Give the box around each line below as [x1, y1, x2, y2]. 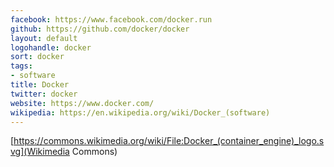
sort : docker [10, 52, 65, 62]
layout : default [10, 33, 78, 43]
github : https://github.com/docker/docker [10, 24, 190, 34]
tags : [10, 61, 33, 71]
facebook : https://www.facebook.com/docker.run [10, 14, 213, 25]
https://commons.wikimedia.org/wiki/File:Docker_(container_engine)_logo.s [13, 135, 325, 147]
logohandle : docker [10, 42, 92, 53]
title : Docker [10, 80, 70, 90]
